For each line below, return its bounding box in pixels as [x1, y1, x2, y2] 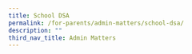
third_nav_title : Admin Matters [8, 33, 116, 42]
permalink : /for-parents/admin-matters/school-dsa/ [8, 19, 184, 27]
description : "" [8, 26, 62, 34]
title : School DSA [8, 11, 70, 20]
